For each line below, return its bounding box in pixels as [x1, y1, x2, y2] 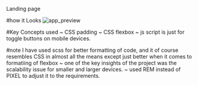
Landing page [6, 5, 41, 12]
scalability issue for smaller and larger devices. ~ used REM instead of [6, 66, 181, 73]
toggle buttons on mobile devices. [6, 35, 91, 42]
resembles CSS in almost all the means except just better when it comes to [6, 53, 192, 60]
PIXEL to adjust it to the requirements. [6, 72, 101, 79]
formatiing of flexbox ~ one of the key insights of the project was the [6, 60, 177, 66]
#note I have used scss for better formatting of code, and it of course [6, 46, 179, 54]
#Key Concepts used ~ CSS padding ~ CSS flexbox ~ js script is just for [6, 28, 185, 36]
